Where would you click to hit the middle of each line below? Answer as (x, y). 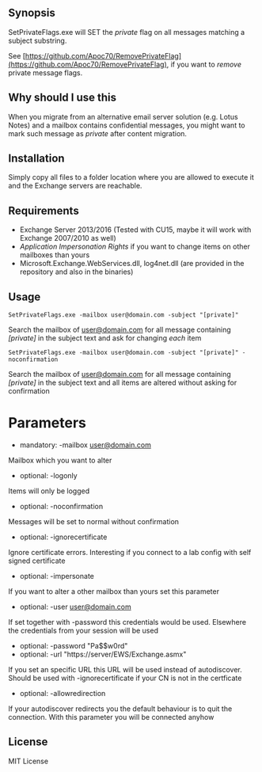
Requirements (44, 210)
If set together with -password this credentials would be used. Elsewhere (127, 622)
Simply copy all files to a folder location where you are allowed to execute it (131, 177)
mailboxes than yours (55, 255)
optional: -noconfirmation (61, 506)
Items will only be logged (49, 491)
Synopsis (32, 13)
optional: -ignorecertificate (63, 537)
